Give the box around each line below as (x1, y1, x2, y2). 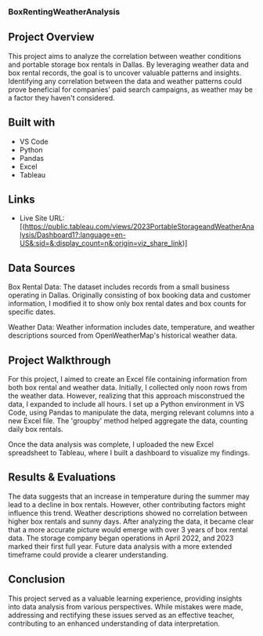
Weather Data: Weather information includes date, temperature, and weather (8, 323, 255, 332)
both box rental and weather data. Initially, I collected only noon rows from (8, 382, 247, 392)
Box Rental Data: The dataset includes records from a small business (8, 282, 230, 292)
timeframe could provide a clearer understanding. (8, 550, 168, 559)
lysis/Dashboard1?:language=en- (19, 230, 127, 239)
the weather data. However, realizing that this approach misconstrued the (8, 391, 245, 400)
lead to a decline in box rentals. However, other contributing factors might (8, 499, 246, 509)
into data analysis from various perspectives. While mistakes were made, (8, 601, 243, 611)
